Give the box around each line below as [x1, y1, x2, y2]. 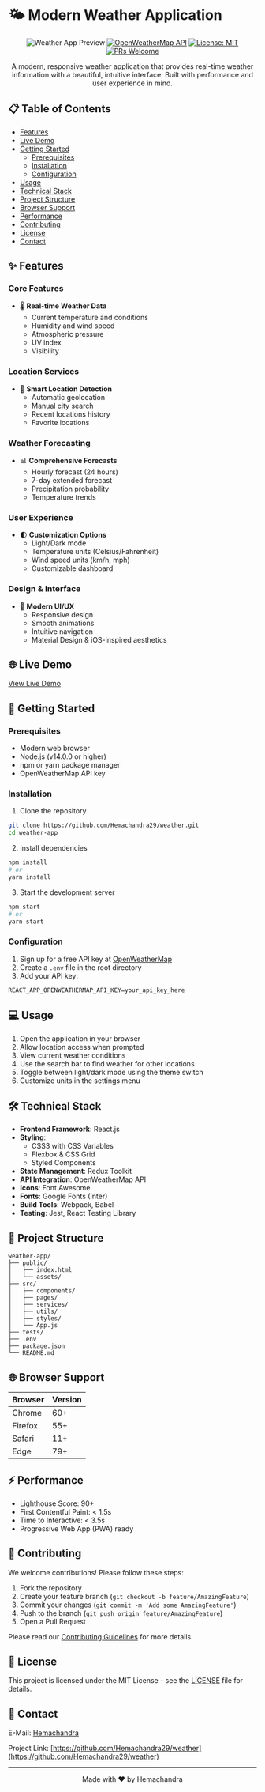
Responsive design [31, 609, 94, 619]
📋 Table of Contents [8, 102, 112, 115]
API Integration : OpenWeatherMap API [19, 1175, 147, 1184]
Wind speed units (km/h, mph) [31, 555, 130, 565]
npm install [8, 858, 47, 866]
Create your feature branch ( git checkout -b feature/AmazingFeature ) [19, 1591, 250, 1601]
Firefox [12, 1420, 38, 1431]
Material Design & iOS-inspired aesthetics [31, 635, 167, 644]
